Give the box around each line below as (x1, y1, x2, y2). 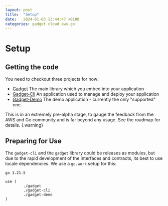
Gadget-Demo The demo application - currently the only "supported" (12, 96, 156, 103)
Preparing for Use (5, 136, 62, 145)
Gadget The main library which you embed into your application (12, 86, 144, 92)
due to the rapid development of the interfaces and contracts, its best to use (5, 155, 163, 161)
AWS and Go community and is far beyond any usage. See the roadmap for (5, 117, 160, 123)
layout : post (5, 7, 33, 13)
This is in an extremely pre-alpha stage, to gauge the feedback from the (5, 111, 154, 118)
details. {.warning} (5, 122, 44, 128)
